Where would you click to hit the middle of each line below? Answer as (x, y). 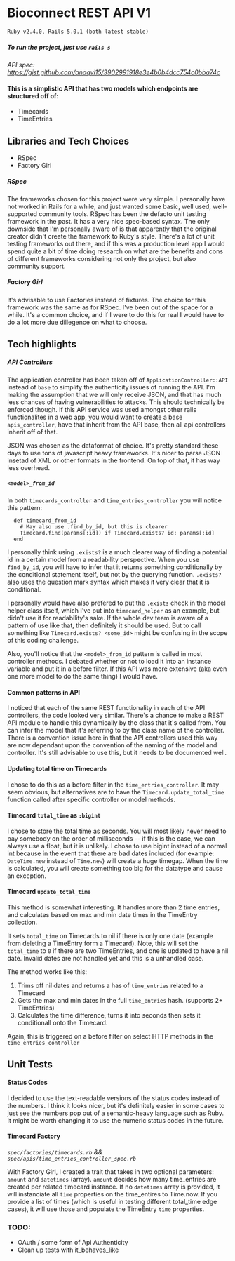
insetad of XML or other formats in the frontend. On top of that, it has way (114, 460)
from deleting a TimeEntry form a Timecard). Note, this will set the (103, 943)
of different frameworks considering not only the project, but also (102, 258)
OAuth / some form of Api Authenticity (73, 1243)
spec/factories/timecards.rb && (55, 1152)
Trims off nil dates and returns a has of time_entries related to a (110, 985)
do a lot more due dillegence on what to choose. (77, 322)
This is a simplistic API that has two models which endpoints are (103, 88)
